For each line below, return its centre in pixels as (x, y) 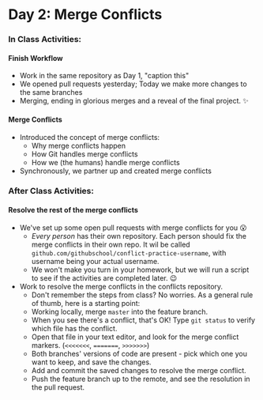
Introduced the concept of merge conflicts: (90, 137)
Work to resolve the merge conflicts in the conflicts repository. (121, 286)
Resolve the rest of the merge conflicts (73, 210)
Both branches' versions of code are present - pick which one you (139, 353)
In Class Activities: (45, 40)
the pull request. (58, 387)
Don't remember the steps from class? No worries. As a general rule (142, 295)
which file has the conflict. (74, 328)
